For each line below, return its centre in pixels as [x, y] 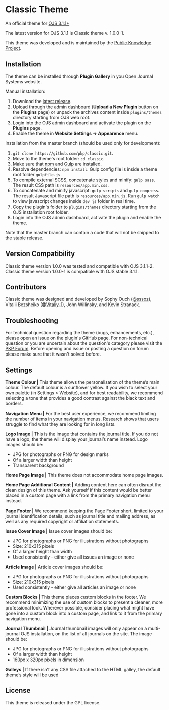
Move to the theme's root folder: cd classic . [58, 158]
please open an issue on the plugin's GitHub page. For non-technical [76, 338]
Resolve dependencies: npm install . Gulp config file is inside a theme [85, 169]
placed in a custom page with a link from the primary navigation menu [77, 495]
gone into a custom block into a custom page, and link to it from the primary [84, 613]
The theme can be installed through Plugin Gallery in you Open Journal [79, 76]
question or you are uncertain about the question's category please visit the [84, 343]
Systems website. [23, 81]
